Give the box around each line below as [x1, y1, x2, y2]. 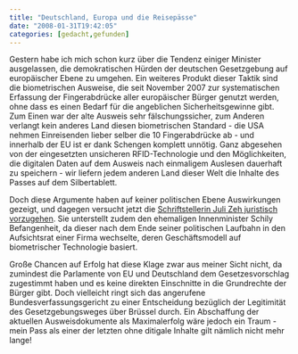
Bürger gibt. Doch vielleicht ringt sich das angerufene [9, 287, 206, 299]
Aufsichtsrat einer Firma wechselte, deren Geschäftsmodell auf [9, 233, 242, 243]
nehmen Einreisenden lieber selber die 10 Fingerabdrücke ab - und [9, 130, 254, 141]
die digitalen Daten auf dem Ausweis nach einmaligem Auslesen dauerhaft [9, 158, 283, 169]
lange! [9, 335, 33, 346]
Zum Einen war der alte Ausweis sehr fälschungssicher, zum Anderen [9, 111, 265, 121]
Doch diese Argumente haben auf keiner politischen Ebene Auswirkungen [9, 194, 281, 205]
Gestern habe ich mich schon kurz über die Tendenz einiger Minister [9, 54, 261, 65]
